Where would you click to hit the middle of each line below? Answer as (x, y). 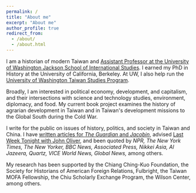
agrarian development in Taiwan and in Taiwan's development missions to (96, 110)
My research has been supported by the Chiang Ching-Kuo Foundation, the (97, 164)
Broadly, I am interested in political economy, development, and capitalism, (97, 91)
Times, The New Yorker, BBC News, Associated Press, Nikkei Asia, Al (90, 147)
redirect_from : (25, 34)
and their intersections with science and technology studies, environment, (96, 97)
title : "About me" (29, 17)
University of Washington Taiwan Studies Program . (68, 80)
